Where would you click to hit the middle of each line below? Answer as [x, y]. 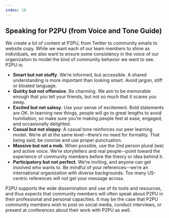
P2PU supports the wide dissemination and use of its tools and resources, [83, 188]
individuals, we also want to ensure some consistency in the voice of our [82, 54]
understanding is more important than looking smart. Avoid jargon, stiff [88, 81]
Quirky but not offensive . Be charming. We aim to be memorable [82, 91]
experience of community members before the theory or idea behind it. [88, 156]
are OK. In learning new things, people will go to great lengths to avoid [87, 113]
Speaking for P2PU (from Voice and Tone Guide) [84, 31]
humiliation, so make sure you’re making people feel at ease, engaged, [88, 118]
